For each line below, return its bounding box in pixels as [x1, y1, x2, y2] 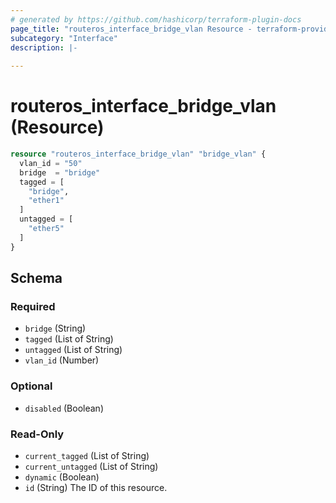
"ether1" [28, 196, 65, 206]
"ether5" [28, 224, 65, 234]
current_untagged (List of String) [24, 460, 159, 472]
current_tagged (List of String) [24, 449, 150, 461]
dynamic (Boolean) [24, 471, 100, 483]
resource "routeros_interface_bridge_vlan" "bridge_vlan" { [10, 149, 267, 160]
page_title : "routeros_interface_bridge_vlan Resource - [10, 24, 253, 34]
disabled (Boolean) [24, 402, 104, 414]
